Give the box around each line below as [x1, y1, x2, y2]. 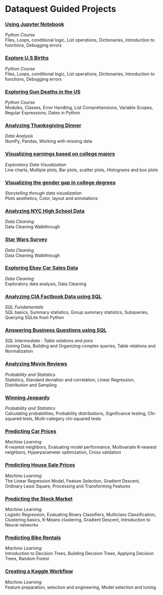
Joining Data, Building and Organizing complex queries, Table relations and [5, 343, 156, 349]
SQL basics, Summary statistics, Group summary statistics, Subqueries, [5, 309, 149, 315]
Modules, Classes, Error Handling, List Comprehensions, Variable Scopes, [5, 105, 153, 110]
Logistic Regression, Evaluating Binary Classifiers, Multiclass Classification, [5, 511, 156, 517]
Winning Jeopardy [5, 394, 50, 401]
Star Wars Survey [5, 236, 48, 243]
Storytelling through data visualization [5, 190, 82, 196]
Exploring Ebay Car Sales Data [5, 264, 78, 271]
